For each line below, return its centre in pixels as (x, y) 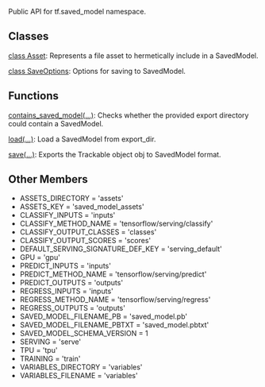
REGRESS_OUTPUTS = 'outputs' (72, 308)
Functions (34, 96)
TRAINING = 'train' (50, 359)
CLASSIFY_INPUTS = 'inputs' (67, 215)
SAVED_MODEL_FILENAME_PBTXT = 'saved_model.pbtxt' (114, 325)
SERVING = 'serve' (50, 342)
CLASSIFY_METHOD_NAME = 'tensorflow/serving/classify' (116, 224)
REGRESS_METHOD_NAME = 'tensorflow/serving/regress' (115, 300)
